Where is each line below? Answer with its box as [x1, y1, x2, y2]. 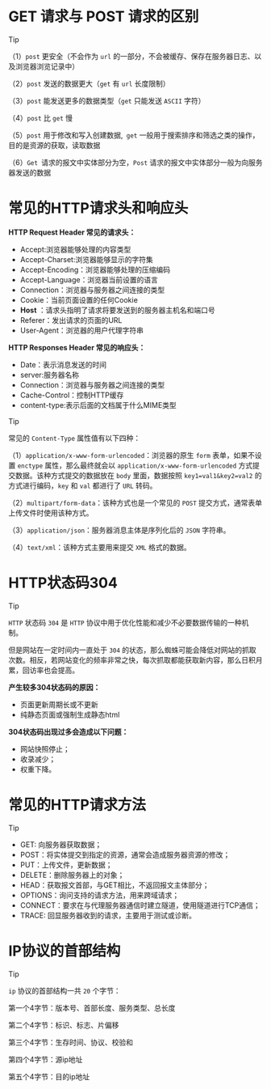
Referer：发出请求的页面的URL [19, 315, 123, 324]
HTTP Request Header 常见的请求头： [8, 227, 136, 237]
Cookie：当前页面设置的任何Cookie [19, 294, 139, 304]
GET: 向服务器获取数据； [19, 839, 102, 850]
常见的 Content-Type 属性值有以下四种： [8, 433, 141, 443]
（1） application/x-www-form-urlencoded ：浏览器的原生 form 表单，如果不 [8, 450, 256, 460]
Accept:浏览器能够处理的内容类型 [19, 244, 131, 254]
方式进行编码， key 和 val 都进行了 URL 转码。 [8, 481, 157, 490]
